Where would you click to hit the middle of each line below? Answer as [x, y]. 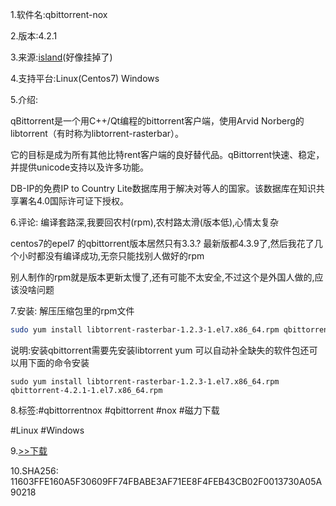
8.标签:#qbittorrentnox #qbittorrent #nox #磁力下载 [115, 410]
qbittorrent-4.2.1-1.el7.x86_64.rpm [86, 390]
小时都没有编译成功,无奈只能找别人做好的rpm [111, 256]
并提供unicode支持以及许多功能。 [80, 167]
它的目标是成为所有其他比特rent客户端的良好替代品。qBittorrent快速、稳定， [167, 154]
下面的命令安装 [58, 362]
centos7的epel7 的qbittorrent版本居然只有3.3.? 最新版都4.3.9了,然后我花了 [162, 243]
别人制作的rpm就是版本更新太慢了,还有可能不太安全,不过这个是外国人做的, [162, 277]
